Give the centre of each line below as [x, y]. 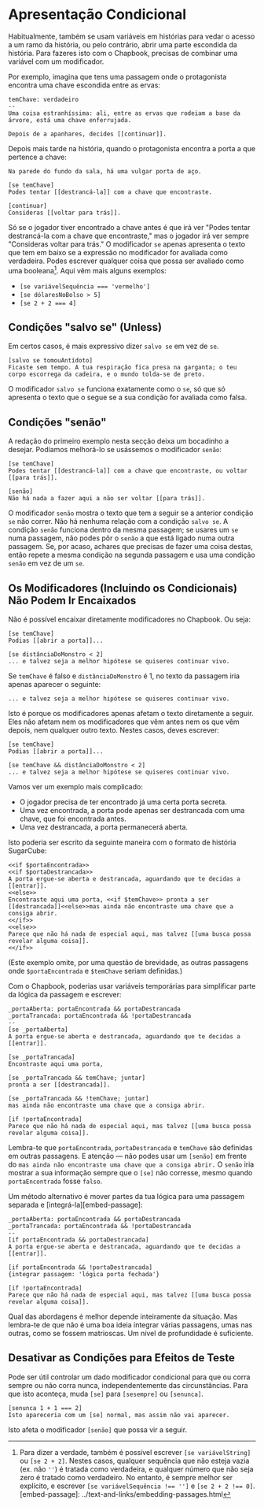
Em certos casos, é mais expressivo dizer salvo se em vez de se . [114, 346]
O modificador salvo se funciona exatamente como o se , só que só [117, 389]
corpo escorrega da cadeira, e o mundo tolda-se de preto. [107, 375]
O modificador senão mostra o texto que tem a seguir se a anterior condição [131, 513]
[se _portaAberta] [38, 1030]
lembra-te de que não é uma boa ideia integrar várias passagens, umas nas [130, 1325]
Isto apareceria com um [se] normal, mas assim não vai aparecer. [119, 1415]
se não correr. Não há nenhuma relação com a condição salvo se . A [118, 522]
